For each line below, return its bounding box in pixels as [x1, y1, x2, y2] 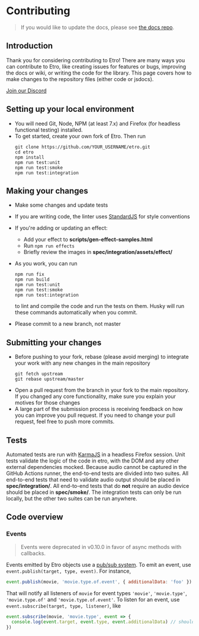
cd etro [14, 149, 34, 155]
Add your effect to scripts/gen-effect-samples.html [23, 236, 153, 243]
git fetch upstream [14, 371, 63, 377]
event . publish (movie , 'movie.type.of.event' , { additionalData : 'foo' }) [6, 579, 192, 584]
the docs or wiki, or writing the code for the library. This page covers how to [6, 69, 192, 76]
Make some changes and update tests [14, 201, 108, 208]
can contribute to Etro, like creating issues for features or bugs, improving [6, 63, 187, 70]
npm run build [14, 277, 50, 282]
